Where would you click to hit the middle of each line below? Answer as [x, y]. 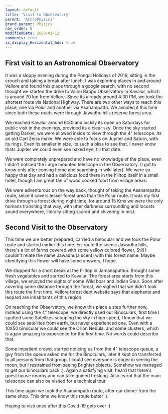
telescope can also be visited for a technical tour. [56, 381]
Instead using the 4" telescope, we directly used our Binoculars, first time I [82, 312]
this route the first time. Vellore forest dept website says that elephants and [83, 292]
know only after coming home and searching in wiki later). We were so [78, 170]
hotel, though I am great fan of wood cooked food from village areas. [76, 180]
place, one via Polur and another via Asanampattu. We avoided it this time [81, 107]
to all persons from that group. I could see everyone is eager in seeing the [81, 360]
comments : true [21, 38]
